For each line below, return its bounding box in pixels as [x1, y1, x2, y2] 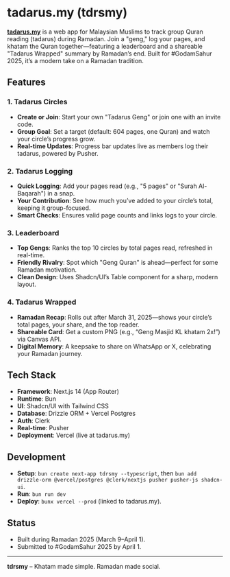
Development [7, 451, 66, 462]
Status [7, 517, 36, 529]
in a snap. [47, 189, 75, 197]
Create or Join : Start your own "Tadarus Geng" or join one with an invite [16, 113, 221, 121]
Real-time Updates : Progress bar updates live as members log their [16, 142, 209, 150]
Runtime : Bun [16, 395, 57, 403]
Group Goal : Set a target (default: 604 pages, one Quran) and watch [16, 127, 210, 135]
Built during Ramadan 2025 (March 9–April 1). [16, 535, 146, 543]
